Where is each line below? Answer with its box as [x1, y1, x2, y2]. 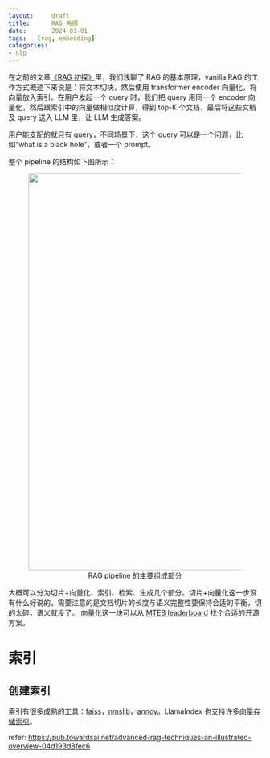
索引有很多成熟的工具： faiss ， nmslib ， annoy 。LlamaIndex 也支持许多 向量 [8, 707, 255, 716]
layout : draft [8, 11, 70, 20]
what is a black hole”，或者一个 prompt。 [18, 140, 155, 149]
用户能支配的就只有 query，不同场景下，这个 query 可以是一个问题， [8, 130, 236, 139]
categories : [8, 42, 48, 50]
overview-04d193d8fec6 [8, 741, 91, 751]
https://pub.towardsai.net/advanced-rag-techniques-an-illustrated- [27, 733, 252, 742]
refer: [8, 733, 27, 742]
